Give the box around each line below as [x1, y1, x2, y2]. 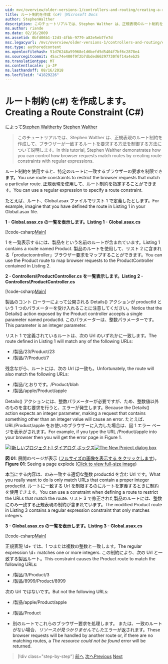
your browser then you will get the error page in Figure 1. [5, 434, 122, 440]
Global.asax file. [5, 208, 38, 214]
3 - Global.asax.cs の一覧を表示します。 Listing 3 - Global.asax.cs [5, 523, 142, 529]
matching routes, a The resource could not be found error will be [12, 637, 146, 643]
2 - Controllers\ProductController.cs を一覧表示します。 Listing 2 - [5, 273, 143, 279]
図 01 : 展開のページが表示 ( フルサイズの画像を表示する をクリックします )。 [5, 455, 159, 461]
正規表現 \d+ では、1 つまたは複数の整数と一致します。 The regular [5, 543, 142, 549]
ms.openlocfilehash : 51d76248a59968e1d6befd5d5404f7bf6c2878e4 [5, 49, 140, 54]
